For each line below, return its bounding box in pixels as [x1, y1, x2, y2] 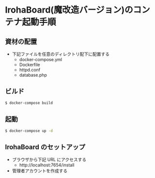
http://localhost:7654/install [19, 162, 75, 168]
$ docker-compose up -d [5, 128, 53, 133]
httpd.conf [19, 67, 41, 73]
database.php [19, 72, 47, 78]
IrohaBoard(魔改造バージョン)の [5, 4, 133, 16]
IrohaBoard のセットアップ [5, 143, 86, 151]
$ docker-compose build [5, 100, 53, 105]
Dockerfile [19, 62, 40, 67]
